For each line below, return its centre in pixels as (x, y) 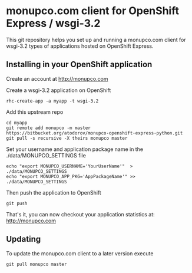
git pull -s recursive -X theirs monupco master (67, 138)
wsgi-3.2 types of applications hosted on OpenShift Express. (80, 46)
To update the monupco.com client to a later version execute (80, 253)
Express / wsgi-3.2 (53, 23)
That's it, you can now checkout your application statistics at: (80, 214)
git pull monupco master (37, 264)
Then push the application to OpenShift (54, 192)
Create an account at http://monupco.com (57, 78)
